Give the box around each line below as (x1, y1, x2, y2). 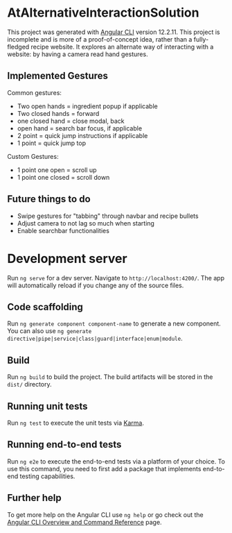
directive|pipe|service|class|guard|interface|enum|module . (7, 335, 183, 343)
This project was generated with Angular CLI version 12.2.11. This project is (7, 28, 220, 36)
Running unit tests (7, 400, 88, 412)
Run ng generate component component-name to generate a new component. (7, 319, 222, 328)
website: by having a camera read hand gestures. (7, 50, 148, 58)
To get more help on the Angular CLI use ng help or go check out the (7, 510, 204, 518)
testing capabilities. (19, 472, 75, 480)
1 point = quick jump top (17, 139, 87, 147)
